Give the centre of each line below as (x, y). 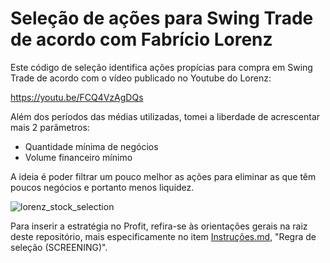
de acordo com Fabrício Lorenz (141, 39)
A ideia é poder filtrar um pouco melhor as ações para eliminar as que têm (163, 176)
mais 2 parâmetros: (50, 127)
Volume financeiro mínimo (78, 157)
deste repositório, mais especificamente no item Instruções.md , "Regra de (163, 236)
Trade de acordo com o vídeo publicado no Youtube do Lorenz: (141, 78)
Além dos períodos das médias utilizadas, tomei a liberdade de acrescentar (165, 116)
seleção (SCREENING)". (59, 247)
